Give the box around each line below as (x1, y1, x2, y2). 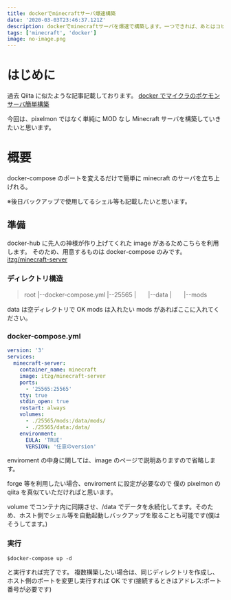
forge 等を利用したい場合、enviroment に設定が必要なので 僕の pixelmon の (7, 480, 221, 488)
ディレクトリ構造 (7, 273, 63, 283)
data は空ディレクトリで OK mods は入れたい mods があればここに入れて (7, 306, 214, 314)
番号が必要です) (7, 585, 52, 593)
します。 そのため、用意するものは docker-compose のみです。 (7, 247, 186, 255)
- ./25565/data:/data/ (25, 424, 91, 431)
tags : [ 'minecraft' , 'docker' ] (7, 29, 97, 36)
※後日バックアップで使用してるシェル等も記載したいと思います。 (7, 197, 191, 205)
